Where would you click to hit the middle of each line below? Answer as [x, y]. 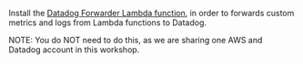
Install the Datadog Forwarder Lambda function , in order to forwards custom [151, 13]
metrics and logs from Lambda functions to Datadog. [107, 23]
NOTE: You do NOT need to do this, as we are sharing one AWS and [136, 40]
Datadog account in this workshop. [74, 50]
